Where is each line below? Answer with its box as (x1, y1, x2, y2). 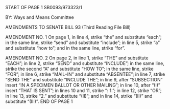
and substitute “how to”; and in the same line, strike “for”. (5, 45, 126, 51)
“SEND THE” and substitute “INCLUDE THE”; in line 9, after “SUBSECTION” (5, 77, 163, 82)
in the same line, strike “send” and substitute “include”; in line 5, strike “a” (5, 39, 160, 46)
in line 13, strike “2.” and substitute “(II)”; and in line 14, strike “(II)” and (5, 93, 153, 99)
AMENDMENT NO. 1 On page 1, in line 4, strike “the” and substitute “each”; (5, 34, 162, 40)
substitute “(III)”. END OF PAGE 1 (5, 98, 73, 104)
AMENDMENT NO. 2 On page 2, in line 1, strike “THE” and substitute (5, 55, 149, 61)
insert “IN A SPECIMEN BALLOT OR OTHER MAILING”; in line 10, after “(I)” (5, 82, 161, 88)
